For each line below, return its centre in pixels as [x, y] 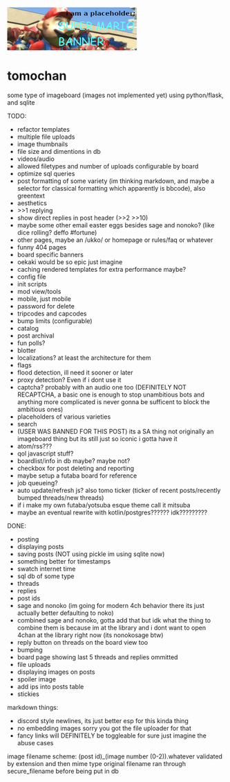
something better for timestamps [64, 561]
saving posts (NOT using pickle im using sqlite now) [91, 554]
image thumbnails [42, 144]
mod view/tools [39, 291]
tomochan [37, 76]
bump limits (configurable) [55, 321]
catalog [28, 328]
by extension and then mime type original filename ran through [97, 763]
